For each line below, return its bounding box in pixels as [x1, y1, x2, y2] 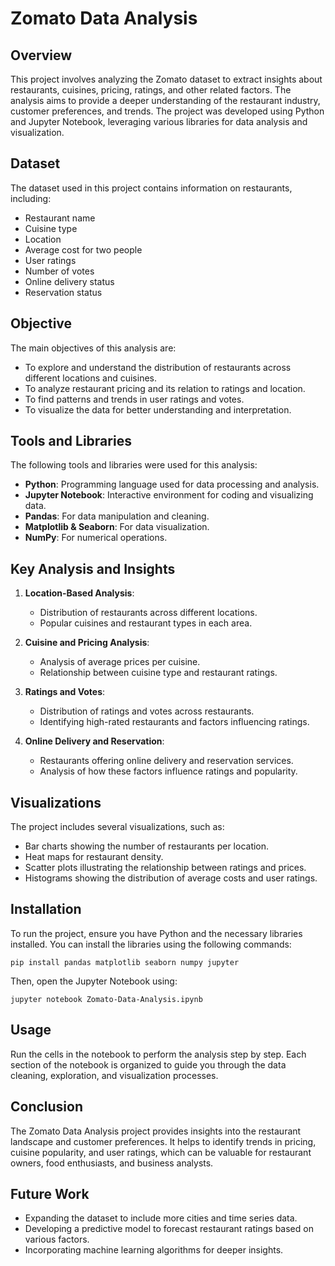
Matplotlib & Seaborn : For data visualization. [24, 521, 210, 533]
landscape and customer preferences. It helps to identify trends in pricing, [10, 1135, 317, 1147]
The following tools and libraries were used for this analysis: [10, 459, 258, 471]
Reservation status [24, 286, 103, 298]
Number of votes [24, 265, 95, 277]
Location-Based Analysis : [24, 587, 135, 599]
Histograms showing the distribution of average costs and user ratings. [24, 872, 318, 884]
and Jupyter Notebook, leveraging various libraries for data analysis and [10, 116, 308, 127]
